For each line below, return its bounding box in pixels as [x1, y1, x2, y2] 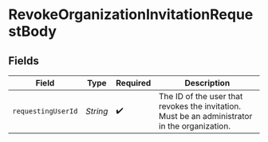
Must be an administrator [158, 111, 253, 121]
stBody [8, 22, 57, 40]
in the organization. [158, 121, 231, 132]
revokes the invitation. [158, 101, 242, 112]
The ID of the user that [158, 91, 243, 102]
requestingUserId [12, 107, 78, 116]
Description [184, 78, 231, 88]
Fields [8, 54, 40, 67]
